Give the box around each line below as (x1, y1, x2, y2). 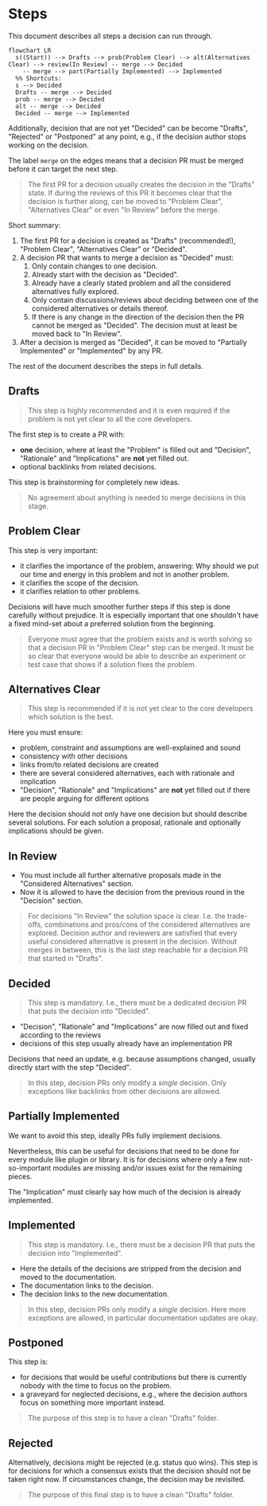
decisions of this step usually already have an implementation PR (19, 1039, 233, 1048)
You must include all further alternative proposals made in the (19, 870, 222, 880)
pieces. (8, 1171, 33, 1181)
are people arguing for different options (19, 794, 149, 803)
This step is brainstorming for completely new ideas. (8, 477, 180, 487)
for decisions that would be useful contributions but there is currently (19, 1372, 247, 1382)
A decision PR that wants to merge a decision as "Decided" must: (19, 253, 234, 262)
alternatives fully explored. (31, 286, 119, 296)
